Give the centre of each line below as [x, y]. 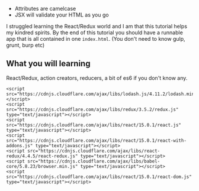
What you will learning [48, 64]
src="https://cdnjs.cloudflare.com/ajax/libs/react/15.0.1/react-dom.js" [99, 177]
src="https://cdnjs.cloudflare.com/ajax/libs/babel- [94, 161]
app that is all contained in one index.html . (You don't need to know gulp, [96, 39]
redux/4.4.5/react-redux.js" [42, 156]
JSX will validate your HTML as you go [62, 15]
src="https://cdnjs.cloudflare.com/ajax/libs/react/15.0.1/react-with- [96, 140]
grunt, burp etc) [25, 45]
